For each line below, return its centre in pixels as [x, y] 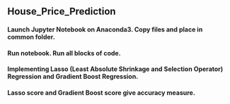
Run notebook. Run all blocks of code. [64, 53]
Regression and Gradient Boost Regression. [73, 77]
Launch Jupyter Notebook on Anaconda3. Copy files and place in [105, 29]
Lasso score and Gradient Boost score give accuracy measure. [102, 92]
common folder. [31, 37]
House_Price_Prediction [62, 12]
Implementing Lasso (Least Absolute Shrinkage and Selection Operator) [115, 69]
